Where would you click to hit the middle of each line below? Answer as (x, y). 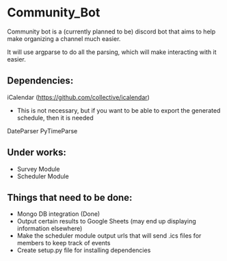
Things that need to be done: (70, 197)
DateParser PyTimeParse (42, 130)
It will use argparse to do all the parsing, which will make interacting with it (112, 52)
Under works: (37, 153)
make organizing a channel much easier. (64, 38)
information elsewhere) (50, 229)
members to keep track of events (64, 243)
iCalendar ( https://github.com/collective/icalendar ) (79, 97)
